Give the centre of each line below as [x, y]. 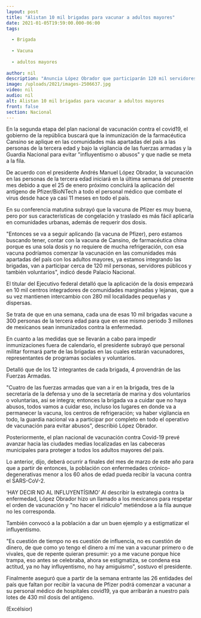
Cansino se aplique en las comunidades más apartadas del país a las [91, 142]
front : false [22, 106]
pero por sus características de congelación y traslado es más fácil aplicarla [100, 216]
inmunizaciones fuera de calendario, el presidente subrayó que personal [95, 345]
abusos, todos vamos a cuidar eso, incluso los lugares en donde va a [91, 407]
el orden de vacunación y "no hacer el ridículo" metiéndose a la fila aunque [99, 505]
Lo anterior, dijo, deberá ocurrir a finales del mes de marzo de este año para [100, 462]
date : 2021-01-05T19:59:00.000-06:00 [53, 23]
